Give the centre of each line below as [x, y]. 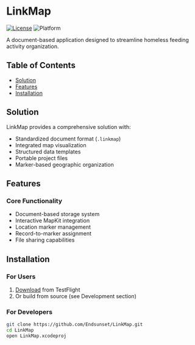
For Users [21, 276]
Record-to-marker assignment [53, 234]
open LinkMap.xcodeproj [37, 336]
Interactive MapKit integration [52, 221]
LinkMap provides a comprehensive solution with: [69, 127]
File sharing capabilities [45, 240]
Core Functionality [34, 201]
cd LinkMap [20, 330]
